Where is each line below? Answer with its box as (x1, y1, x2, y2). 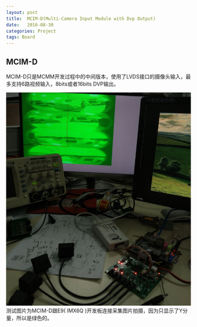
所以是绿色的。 (16, 315, 53, 322)
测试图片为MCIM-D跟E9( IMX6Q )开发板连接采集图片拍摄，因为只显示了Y (6, 307, 183, 314)
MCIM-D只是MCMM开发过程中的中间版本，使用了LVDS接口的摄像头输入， (6, 73, 186, 80)
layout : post (6, 9, 38, 15)
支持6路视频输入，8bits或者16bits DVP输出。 (11, 80, 119, 87)
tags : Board (6, 34, 35, 41)
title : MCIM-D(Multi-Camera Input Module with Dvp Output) (6, 15, 157, 22)
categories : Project (6, 28, 57, 34)
